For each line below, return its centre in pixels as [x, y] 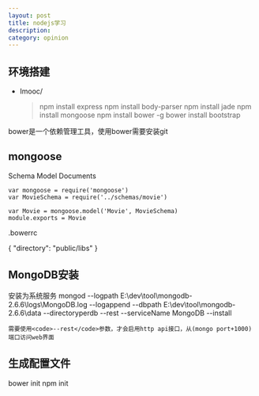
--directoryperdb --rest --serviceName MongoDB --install [137, 313]
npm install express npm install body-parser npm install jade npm [145, 107]
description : [30, 30]
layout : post [30, 15]
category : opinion [38, 38]
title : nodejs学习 [37, 23]
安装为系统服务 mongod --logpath [64, 295]
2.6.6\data [25, 313]
